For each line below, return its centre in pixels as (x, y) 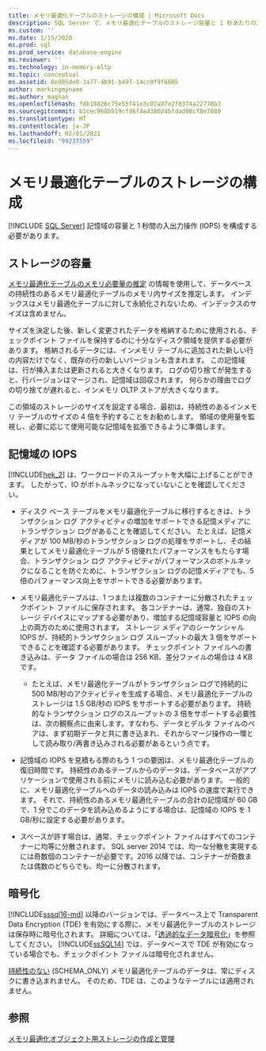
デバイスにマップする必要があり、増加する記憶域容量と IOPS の (146, 618)
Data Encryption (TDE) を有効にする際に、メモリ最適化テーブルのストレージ (132, 924)
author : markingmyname (46, 89)
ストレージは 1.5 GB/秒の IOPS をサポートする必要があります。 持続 (141, 704)
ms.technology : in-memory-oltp (60, 67)
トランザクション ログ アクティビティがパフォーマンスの (125, 561)
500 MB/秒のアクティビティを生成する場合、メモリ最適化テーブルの (142, 694)
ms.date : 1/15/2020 (40, 38)
